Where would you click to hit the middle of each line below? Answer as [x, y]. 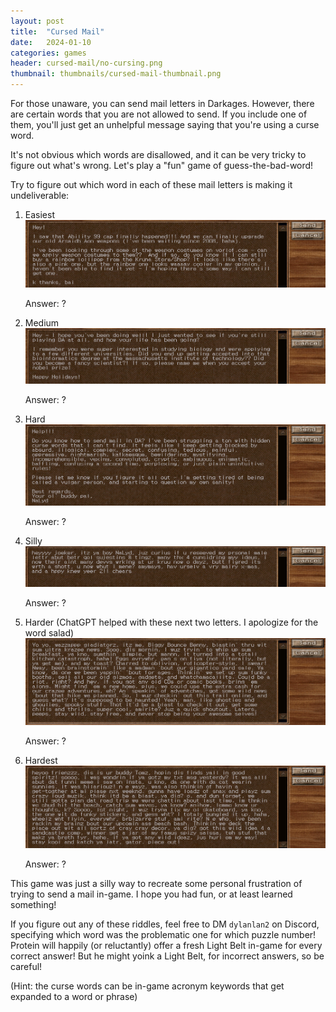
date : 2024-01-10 [51, 42]
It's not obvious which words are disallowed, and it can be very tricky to [158, 154]
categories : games [48, 53]
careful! [26, 966]
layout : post [37, 21]
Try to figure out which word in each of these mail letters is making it [151, 184]
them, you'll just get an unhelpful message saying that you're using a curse [165, 124]
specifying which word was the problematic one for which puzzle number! [163, 934]
